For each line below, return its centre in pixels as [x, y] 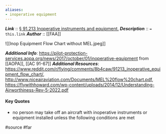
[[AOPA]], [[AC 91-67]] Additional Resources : [52, 64]
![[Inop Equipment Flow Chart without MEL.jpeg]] [56, 43]
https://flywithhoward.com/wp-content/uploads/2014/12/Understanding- [80, 84]
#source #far [19, 127]
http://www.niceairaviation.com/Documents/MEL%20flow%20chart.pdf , [79, 79]
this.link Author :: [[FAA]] [33, 34]
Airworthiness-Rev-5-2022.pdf [37, 90]
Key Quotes [17, 101]
